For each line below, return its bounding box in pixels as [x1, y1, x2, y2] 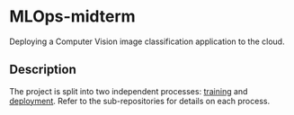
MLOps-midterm [9, 6, 137, 27]
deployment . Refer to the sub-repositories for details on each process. [9, 95, 271, 106]
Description [9, 62, 76, 77]
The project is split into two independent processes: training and [9, 85, 248, 96]
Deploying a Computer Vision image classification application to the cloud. [9, 36, 285, 47]
